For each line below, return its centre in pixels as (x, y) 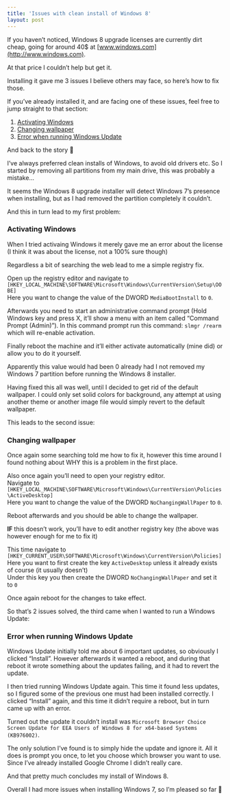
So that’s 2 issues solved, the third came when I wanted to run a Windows (111, 611)
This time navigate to (37, 549)
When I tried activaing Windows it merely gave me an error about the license (115, 244)
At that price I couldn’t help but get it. (60, 67)
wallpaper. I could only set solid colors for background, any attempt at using (114, 394)
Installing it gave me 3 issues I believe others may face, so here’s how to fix (113, 80)
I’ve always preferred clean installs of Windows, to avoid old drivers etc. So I (115, 163)
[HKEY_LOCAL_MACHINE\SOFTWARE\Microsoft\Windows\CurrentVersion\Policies (115, 490)
